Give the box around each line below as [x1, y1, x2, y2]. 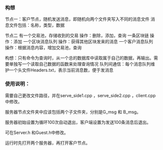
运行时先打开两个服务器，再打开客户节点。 [5, 140, 90, 146]
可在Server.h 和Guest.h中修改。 [5, 130, 69, 135]
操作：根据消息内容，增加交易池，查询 [5, 45, 81, 50]
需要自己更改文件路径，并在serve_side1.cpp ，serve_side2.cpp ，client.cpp [5, 92, 156, 98]
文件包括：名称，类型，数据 [9, 22, 65, 28]
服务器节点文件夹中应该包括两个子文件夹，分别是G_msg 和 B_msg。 [5, 109, 141, 115]
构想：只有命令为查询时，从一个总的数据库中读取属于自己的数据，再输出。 [5, 55, 154, 61]
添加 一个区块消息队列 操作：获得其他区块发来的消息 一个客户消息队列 [13, 39, 153, 45]
